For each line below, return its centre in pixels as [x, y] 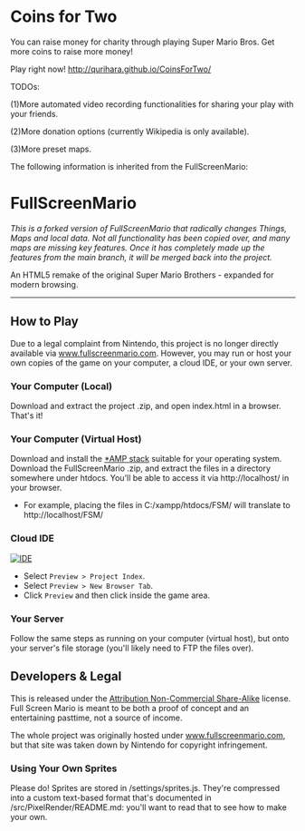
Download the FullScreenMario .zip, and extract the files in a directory [140, 468]
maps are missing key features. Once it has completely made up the [138, 248]
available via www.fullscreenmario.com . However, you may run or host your [151, 353]
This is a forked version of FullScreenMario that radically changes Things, [149, 228]
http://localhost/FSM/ [63, 515]
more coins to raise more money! [72, 51]
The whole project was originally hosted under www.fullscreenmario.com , [148, 735]
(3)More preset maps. [51, 149]
